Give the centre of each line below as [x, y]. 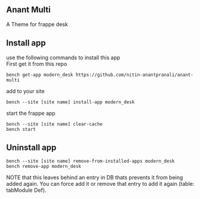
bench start [21, 129]
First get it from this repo [37, 64]
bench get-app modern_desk [40, 75]
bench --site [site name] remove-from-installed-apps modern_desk [90, 161]
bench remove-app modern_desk [44, 167]
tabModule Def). [26, 190]
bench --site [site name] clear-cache [54, 124]
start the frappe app [31, 113]
